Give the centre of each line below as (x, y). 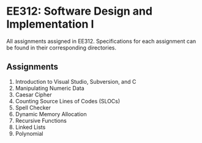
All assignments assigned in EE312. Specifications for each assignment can (101, 41)
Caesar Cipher (33, 94)
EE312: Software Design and (80, 11)
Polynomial (29, 133)
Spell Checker (33, 108)
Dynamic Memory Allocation (51, 114)
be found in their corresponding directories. (61, 48)
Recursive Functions (41, 120)
